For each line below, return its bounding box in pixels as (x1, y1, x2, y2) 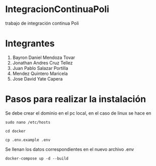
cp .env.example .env (5, 137, 51, 142)
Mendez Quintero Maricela (12, 70, 68, 76)
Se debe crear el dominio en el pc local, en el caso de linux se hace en (5, 110, 151, 116)
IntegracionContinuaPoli (5, 4, 110, 15)
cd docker (5, 128, 26, 134)
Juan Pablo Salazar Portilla (12, 65, 68, 71)
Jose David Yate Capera (12, 75, 63, 81)
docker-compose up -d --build (5, 156, 69, 161)
